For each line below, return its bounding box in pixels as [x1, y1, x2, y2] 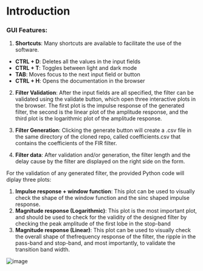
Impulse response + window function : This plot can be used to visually [15, 188, 196, 195]
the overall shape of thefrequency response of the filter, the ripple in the [15, 233, 196, 241]
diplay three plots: [6, 176, 52, 184]
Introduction [6, 4, 71, 18]
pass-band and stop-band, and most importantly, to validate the [15, 239, 176, 247]
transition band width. [15, 246, 71, 253]
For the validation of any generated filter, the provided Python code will [6, 170, 184, 177]
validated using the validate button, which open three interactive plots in [15, 95, 196, 103]
